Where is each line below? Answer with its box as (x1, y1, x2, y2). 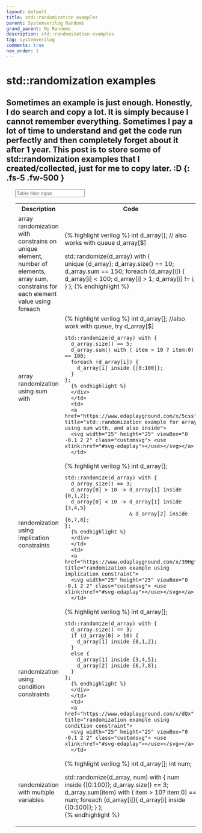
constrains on (17, 237, 57, 245)
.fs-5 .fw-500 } (6, 173, 65, 183)
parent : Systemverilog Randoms (6, 20, 85, 26)
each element (17, 289, 57, 298)
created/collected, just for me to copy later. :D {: (6, 164, 191, 174)
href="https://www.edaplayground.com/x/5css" (64, 413, 197, 419)
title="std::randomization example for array (64, 419, 197, 425)
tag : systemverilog (6, 37, 55, 43)
